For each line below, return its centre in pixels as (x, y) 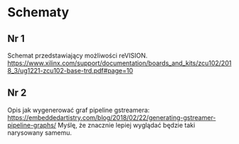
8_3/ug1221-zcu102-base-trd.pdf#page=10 (70, 71)
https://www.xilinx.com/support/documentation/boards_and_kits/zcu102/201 (119, 63)
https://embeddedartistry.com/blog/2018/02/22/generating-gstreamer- (112, 117)
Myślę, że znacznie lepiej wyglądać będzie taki (127, 125)
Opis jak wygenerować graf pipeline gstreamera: (79, 110)
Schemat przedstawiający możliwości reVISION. (78, 55)
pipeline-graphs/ (32, 125)
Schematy (38, 12)
